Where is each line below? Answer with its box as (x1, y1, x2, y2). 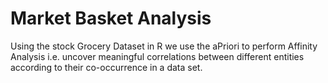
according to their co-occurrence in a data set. (10, 61, 203, 73)
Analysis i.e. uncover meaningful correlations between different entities (10, 50, 305, 62)
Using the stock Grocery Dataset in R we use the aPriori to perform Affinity (10, 40, 318, 52)
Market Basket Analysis (10, 7, 212, 30)
